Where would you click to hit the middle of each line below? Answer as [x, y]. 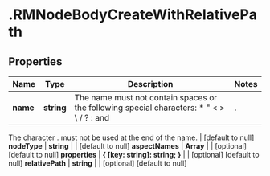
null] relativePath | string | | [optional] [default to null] [98, 163]
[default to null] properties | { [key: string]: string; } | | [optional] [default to [134, 155]
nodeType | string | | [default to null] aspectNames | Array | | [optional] [128, 146]
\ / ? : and [92, 118]
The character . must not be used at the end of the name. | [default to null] [131, 137]
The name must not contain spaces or [146, 98]
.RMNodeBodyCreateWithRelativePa [133, 15]
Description [150, 84]
